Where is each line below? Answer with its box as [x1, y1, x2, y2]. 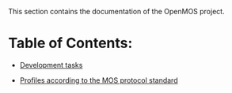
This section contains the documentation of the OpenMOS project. [8, 7, 225, 16]
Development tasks [19, 60, 83, 69]
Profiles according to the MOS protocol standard [19, 75, 178, 85]
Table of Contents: [8, 35, 133, 52]
